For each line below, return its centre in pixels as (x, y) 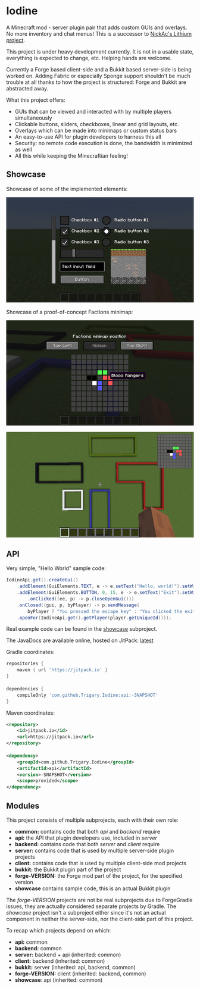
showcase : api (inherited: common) (59, 980)
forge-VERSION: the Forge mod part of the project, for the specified (99, 876)
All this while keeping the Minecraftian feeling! (71, 155)
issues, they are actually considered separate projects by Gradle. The (91, 906)
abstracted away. (27, 88)
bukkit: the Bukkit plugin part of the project (68, 869)
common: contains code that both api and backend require (87, 832)
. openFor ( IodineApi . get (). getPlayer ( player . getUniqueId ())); (94, 618)
